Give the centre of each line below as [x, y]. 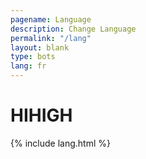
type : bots [33, 57]
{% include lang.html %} [60, 143]
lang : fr [28, 66]
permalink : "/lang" [51, 38]
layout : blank [40, 47]
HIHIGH [41, 115]
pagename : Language [51, 19]
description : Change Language [73, 29]
